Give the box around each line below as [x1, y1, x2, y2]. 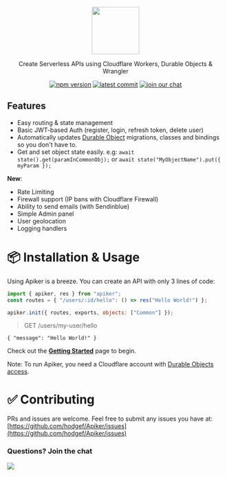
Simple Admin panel [17, 210, 74, 218]
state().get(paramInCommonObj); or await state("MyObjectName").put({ [17, 155, 221, 163]
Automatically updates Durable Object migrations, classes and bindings [17, 133, 220, 141]
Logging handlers [17, 224, 67, 232]
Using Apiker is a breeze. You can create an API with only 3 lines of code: [7, 277, 215, 285]
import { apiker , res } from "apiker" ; [7, 290, 122, 297]
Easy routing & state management [17, 118, 113, 126]
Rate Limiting [17, 188, 54, 196]
